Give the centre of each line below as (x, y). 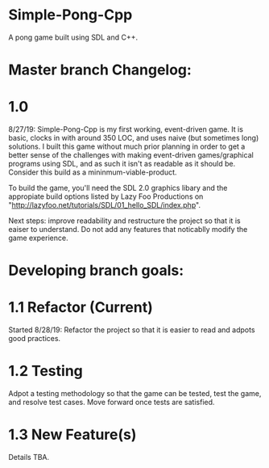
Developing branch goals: (96, 270)
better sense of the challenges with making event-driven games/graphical (131, 155)
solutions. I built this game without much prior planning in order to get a (127, 146)
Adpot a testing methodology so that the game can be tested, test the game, (135, 394)
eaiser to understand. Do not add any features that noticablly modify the (128, 230)
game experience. (38, 238)
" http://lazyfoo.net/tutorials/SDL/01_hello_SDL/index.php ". (105, 205)
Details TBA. (29, 457)
